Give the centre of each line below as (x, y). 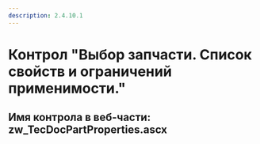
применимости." (67, 88)
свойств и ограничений (90, 71)
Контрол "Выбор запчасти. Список (130, 54)
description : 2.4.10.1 (46, 15)
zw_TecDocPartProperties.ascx (88, 130)
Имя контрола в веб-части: (80, 117)
